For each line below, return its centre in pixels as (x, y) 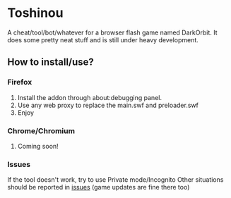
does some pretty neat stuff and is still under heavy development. (103, 39)
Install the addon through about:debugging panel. (90, 97)
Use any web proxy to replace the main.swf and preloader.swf (108, 105)
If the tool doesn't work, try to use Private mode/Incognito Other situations (115, 180)
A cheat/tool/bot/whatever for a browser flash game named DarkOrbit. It (112, 32)
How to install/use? (51, 62)
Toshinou (35, 13)
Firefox (20, 82)
